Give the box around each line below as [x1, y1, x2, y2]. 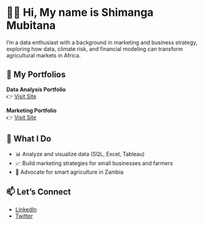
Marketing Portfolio [6, 106, 57, 114]
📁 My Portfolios [6, 70, 66, 80]
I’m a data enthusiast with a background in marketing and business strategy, [6, 39, 198, 46]
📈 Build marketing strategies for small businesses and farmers [15, 159, 173, 167]
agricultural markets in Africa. [6, 51, 81, 59]
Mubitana [6, 18, 56, 32]
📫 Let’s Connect [6, 186, 71, 197]
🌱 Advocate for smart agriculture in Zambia [15, 168, 124, 175]
